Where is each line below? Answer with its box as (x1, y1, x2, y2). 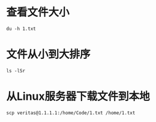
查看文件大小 (6, 5, 70, 19)
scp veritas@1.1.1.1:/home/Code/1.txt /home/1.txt (6, 109, 136, 116)
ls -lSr (6, 67, 26, 74)
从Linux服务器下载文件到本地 (6, 90, 150, 103)
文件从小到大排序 (6, 47, 91, 61)
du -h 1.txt (6, 25, 36, 32)
